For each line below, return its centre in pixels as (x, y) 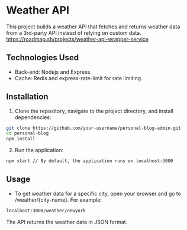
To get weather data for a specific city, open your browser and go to (98, 193)
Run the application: (39, 150)
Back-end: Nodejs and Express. (53, 72)
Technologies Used (42, 57)
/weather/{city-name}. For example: (58, 200)
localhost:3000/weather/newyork (46, 211)
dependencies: (33, 117)
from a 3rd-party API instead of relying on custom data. (74, 32)
